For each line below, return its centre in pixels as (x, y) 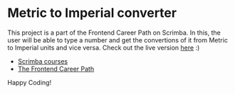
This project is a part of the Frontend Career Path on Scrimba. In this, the (114, 33)
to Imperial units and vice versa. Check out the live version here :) (104, 47)
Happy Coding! (30, 82)
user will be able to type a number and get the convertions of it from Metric (117, 40)
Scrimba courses (43, 61)
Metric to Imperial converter (92, 13)
